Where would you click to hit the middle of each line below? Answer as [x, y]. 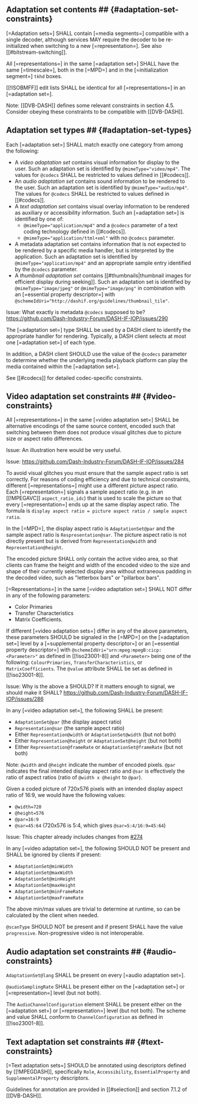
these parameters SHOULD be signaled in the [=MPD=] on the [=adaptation [98, 637]
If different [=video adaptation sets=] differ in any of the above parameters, [97, 631]
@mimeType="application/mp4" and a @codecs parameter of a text [100, 225]
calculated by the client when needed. [52, 915]
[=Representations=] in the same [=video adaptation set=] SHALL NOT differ [99, 589]
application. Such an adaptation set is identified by [76, 256]
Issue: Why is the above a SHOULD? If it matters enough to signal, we [90, 686]
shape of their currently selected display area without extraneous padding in [99, 572]
